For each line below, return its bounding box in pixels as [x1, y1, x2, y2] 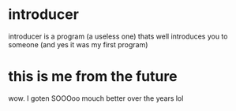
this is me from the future [8, 68, 178, 86]
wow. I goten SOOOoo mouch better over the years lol [8, 93, 184, 103]
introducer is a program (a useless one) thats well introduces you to [8, 31, 228, 41]
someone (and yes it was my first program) [8, 39, 148, 49]
